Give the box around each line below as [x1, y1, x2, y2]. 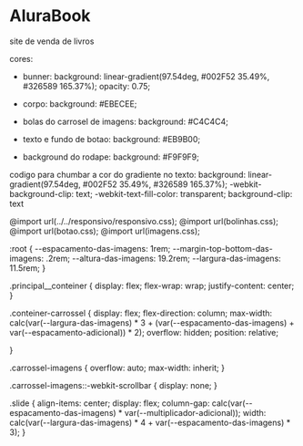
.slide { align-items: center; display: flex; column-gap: [9, 398, 210, 409]
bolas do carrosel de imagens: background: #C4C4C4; [22, 116, 229, 127]
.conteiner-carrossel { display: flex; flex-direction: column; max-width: [9, 307, 273, 318]
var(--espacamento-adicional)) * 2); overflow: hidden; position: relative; [9, 327, 279, 337]
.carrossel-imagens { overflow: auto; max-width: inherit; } [9, 362, 226, 373]
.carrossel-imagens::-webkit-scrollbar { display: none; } [9, 379, 218, 390]
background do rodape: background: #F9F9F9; [22, 151, 200, 162]
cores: [9, 53, 34, 64]
